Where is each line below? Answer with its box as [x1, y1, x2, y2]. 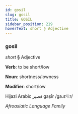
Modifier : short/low [5, 84, 46, 90]
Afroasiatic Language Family [5, 103, 65, 109]
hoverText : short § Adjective [5, 26, 69, 31]
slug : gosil [5, 12, 30, 17]
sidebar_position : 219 [5, 21, 53, 27]
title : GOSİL [5, 17, 33, 22]
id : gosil [5, 7, 26, 13]
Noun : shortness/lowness [5, 74, 59, 80]
